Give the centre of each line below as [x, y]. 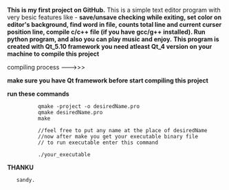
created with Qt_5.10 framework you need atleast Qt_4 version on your [110, 46]
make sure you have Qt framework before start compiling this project [108, 81]
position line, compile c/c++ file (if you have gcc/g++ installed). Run [106, 32]
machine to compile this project [53, 54]
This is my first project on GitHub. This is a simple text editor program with [114, 10]
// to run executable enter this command [98, 142]
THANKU [21, 167]
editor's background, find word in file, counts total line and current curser [115, 24]
